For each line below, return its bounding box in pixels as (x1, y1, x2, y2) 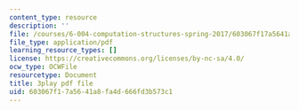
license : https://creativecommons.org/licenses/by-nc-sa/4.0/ (9, 54, 245, 63)
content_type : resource (9, 12, 98, 22)
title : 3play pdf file (9, 79, 93, 88)
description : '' (9, 21, 69, 30)
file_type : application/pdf (9, 37, 114, 47)
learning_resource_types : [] (9, 46, 117, 55)
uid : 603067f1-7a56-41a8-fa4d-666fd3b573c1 (9, 87, 174, 96)
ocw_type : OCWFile (9, 63, 77, 72)
